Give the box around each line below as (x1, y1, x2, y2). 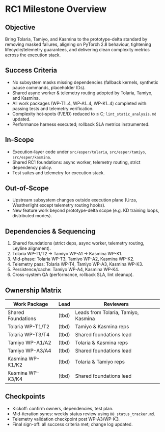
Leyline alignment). (12, 245, 51, 251)
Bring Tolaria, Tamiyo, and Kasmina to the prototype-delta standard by (5, 36, 148, 42)
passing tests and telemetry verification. (12, 105, 94, 112)
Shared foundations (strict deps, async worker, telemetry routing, (12, 240, 145, 246)
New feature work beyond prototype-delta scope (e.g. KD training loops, (12, 207, 160, 213)
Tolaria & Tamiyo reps (75, 358, 125, 365)
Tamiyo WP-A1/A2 (7, 339, 52, 346)
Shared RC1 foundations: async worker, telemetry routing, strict (12, 159, 141, 165)
